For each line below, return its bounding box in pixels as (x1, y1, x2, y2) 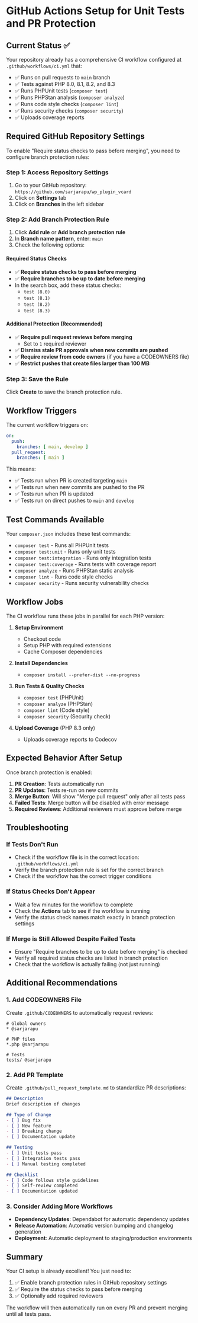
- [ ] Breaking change (6, 1128, 62, 1135)
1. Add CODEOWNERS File (6, 996, 82, 1004)
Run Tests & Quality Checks (14, 682, 85, 689)
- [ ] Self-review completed (6, 1183, 78, 1189)
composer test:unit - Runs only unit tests (14, 548, 116, 555)
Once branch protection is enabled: (6, 769, 93, 776)
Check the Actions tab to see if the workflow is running (14, 907, 150, 914)
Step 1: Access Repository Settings (6, 168, 109, 176)
